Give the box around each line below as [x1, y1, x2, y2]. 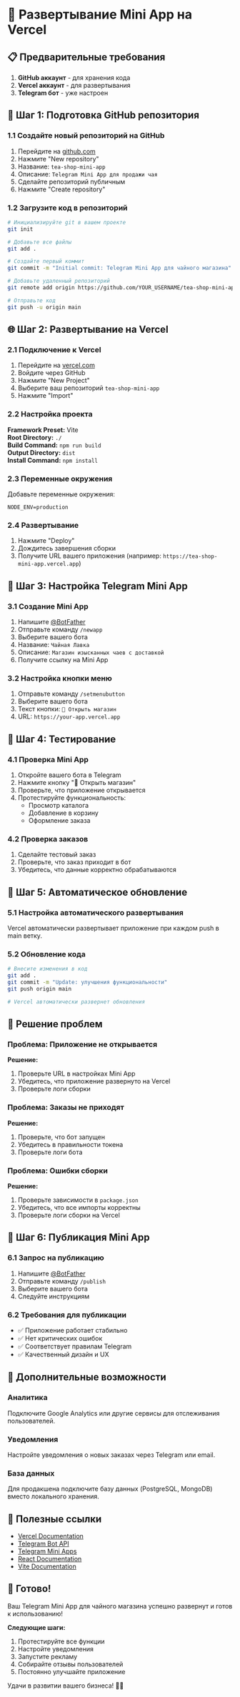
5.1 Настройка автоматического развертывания [7, 907, 184, 917]
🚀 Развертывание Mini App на [7, 6, 193, 23]
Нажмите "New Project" [17, 376, 91, 385]
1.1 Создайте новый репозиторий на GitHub [7, 131, 165, 141]
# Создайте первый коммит [7, 258, 84, 265]
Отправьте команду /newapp [17, 625, 103, 634]
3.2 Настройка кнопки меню [7, 673, 112, 683]
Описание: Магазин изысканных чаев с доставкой [17, 648, 164, 656]
